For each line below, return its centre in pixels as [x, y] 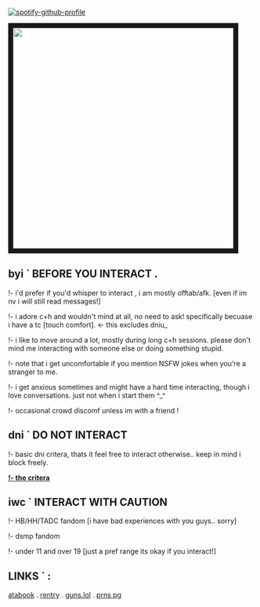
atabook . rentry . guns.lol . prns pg [65, 595]
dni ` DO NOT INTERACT [68, 435]
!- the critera [29, 478]
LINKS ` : [30, 576]
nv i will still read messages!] [54, 301]
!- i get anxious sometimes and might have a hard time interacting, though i [129, 387]
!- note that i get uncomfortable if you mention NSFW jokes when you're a [127, 363]
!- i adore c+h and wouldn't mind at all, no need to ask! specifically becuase [130, 316]
